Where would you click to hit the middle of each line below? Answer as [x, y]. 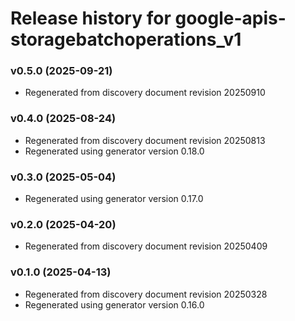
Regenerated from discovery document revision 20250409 [146, 246]
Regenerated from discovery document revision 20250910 [145, 93]
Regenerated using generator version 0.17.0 [114, 199]
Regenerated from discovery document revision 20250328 [146, 294]
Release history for [91, 18]
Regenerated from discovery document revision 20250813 [145, 140]
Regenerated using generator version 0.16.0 [114, 304]
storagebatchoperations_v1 [126, 39]
